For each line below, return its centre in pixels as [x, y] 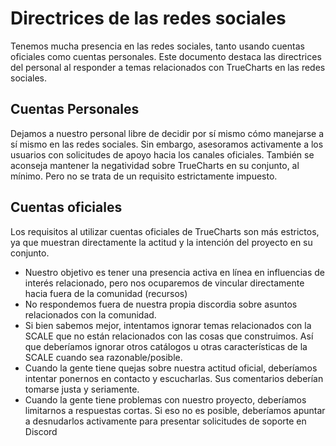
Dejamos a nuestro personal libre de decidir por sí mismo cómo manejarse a [167, 133]
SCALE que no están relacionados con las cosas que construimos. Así [169, 336]
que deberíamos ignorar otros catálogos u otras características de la [166, 346]
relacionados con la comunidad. [90, 314]
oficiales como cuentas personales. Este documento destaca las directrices [166, 56]
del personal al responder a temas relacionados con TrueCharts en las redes [168, 67]
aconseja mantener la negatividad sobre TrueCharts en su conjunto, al [155, 165]
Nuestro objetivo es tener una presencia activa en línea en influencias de [174, 272]
